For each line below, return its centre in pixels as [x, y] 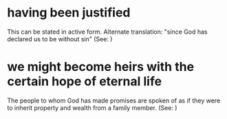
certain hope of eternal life [85, 82]
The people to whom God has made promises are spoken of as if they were [114, 100]
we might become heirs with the [101, 67]
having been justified [69, 13]
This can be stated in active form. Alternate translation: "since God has [107, 32]
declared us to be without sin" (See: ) [60, 39]
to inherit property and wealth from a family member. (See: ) [92, 107]
